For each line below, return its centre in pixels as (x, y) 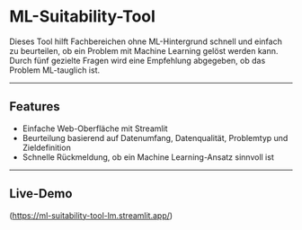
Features (35, 106)
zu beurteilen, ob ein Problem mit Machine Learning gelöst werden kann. (144, 50)
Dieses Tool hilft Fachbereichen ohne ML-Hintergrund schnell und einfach (146, 41)
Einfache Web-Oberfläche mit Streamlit (95, 128)
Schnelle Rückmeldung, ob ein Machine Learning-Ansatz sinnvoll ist (148, 157)
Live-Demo (41, 194)
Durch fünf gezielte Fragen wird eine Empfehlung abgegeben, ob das (138, 60)
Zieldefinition (47, 147)
